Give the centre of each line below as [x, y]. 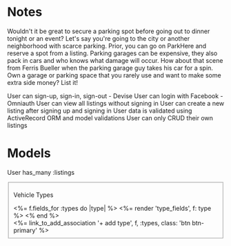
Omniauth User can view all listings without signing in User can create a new [116, 103]
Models [29, 153]
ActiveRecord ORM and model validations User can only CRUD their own [110, 117]
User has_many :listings [41, 172]
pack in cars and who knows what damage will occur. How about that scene [115, 60]
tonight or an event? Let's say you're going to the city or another [99, 38]
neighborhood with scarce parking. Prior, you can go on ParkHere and [107, 46]
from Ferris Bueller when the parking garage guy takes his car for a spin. [110, 68]
